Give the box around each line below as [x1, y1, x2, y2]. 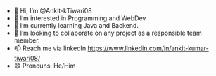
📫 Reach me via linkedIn [13, 44, 87, 52]
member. [13, 36, 40, 45]
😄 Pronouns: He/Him [13, 61, 76, 70]
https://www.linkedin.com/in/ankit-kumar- [87, 44, 209, 52]
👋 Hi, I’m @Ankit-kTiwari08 [13, 7, 93, 15]
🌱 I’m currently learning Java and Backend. [13, 22, 139, 29]
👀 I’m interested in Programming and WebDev [13, 14, 146, 22]
